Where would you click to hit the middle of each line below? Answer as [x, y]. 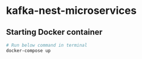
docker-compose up [28, 50]
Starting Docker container [54, 32]
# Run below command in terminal [47, 45]
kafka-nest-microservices [71, 11]
